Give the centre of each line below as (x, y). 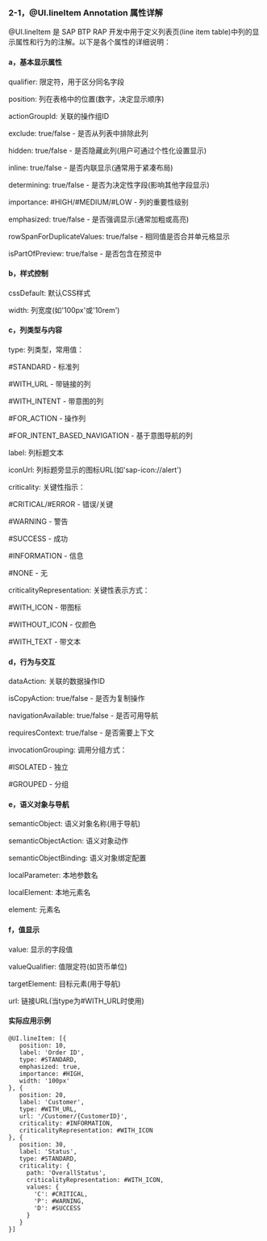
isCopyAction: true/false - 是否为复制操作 (77, 699)
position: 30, (43, 1144)
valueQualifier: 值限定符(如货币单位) (68, 966)
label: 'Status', (48, 1151)
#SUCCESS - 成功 (38, 538)
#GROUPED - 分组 (39, 784)
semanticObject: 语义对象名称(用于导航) (75, 824)
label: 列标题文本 (36, 452)
